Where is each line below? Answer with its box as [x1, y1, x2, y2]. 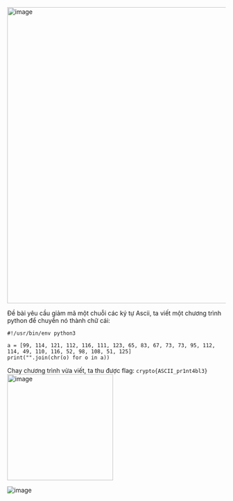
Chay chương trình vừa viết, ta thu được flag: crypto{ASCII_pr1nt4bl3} [7, 367, 208, 374]
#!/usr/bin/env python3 [7, 330, 76, 337]
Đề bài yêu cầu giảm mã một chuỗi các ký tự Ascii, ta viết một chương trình [7, 309, 222, 317]
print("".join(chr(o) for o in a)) [7, 354, 110, 361]
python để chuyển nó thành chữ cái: [7, 317, 111, 324]
